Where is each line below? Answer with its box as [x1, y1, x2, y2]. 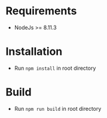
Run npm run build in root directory [14, 105, 102, 112]
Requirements [5, 4, 77, 18]
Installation [5, 45, 63, 58]
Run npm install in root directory [14, 64, 96, 72]
